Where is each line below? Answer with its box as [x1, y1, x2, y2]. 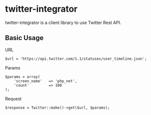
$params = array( [5, 74, 40, 79]
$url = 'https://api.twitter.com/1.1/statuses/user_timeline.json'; [5, 56, 147, 61]
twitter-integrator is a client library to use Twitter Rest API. [5, 20, 122, 25]
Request [5, 95, 22, 101]
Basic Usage [5, 34, 44, 42]
